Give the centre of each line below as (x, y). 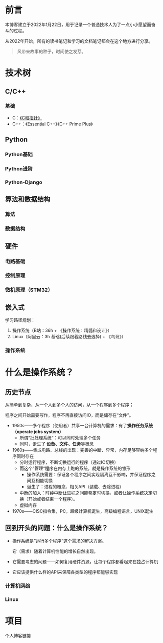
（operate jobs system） (38, 432)
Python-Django (24, 182)
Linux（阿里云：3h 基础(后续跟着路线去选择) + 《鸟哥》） (69, 337)
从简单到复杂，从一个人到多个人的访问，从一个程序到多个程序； (69, 405)
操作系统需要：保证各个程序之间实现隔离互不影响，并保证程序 (89, 475)
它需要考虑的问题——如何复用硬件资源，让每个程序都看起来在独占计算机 (85, 561)
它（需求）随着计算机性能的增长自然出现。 (55, 551)
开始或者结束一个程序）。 (53, 499)
